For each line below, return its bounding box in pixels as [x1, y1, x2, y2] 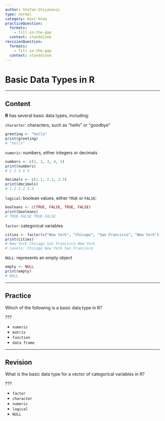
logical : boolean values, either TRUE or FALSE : [5, 195, 97, 201]
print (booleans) [5, 209, 38, 214]
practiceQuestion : [5, 21, 43, 26]
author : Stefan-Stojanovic [5, 7, 60, 12]
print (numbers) [5, 164, 36, 168]
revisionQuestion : [5, 39, 43, 44]
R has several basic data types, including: [5, 112, 89, 118]
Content [5, 99, 31, 108]
